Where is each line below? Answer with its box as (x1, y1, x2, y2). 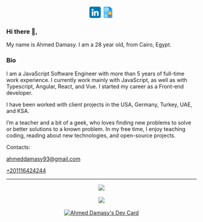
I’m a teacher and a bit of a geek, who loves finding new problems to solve (6, 119, 192, 126)
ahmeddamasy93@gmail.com (6, 155, 80, 162)
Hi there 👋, (6, 27, 38, 36)
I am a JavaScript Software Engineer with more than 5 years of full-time (6, 70, 185, 77)
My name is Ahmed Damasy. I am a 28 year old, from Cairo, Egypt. (6, 41, 172, 48)
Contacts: (6, 143, 31, 151)
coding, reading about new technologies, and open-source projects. (6, 132, 176, 139)
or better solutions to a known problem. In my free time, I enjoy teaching (6, 125, 186, 133)
